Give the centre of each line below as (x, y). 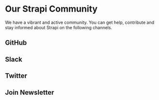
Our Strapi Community (51, 9)
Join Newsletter (30, 92)
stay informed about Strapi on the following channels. (59, 27)
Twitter (16, 76)
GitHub (16, 43)
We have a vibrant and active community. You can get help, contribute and (80, 22)
